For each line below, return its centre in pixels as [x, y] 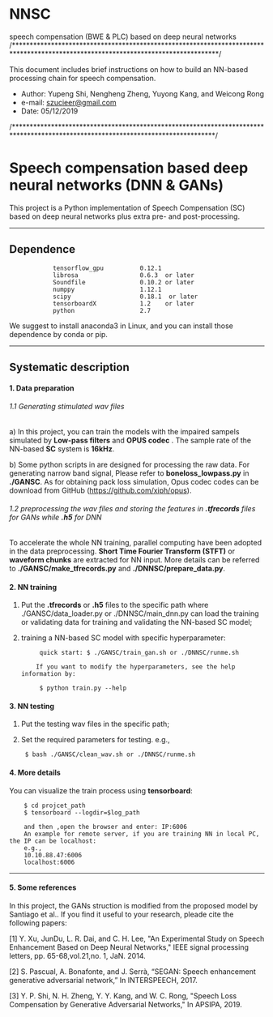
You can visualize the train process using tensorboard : [101, 790]
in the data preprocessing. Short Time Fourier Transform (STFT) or [122, 551]
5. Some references [43, 887]
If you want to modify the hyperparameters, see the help [136, 667]
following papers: [38, 923]
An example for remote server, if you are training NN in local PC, [142, 834]
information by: [48, 674]
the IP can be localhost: [53, 841]
